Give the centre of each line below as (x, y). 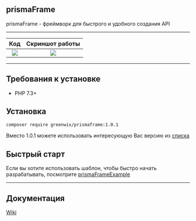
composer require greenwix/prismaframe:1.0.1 (62, 125)
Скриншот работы (53, 43)
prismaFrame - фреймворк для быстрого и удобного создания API (88, 23)
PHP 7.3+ (25, 93)
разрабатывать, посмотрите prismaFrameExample (68, 174)
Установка (26, 111)
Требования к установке (53, 79)
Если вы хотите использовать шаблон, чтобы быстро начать (81, 168)
